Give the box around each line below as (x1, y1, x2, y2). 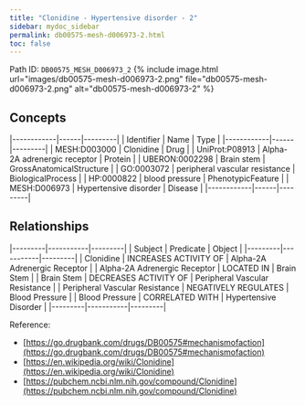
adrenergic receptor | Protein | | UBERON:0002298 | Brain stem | (22, 154, 266, 165)
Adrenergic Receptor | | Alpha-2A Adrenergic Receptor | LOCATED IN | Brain (9, 262, 297, 273)
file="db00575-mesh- (184, 74, 268, 85)
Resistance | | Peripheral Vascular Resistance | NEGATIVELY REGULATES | (9, 282, 289, 293)
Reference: (9, 319, 51, 330)
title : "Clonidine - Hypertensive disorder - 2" (9, 13, 198, 23)
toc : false (9, 38, 51, 48)
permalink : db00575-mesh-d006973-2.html (9, 30, 166, 39)
